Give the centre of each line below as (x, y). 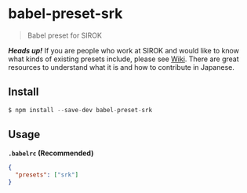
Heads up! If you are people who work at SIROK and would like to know (123, 50)
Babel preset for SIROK (64, 35)
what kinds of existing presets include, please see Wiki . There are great (123, 59)
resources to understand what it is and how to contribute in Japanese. (122, 67)
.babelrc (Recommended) (51, 153)
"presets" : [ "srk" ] (47, 175)
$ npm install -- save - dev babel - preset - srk (80, 110)
